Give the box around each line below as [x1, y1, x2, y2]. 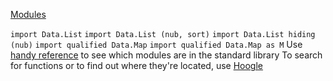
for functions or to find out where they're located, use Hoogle [10, 60, 264, 71]
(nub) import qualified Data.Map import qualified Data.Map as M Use [10, 39, 303, 50]
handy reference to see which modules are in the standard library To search [10, 49, 323, 61]
